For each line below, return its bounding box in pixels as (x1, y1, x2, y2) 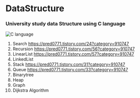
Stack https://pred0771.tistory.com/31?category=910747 (12, 61, 126, 67)
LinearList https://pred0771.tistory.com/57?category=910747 (12, 51, 135, 57)
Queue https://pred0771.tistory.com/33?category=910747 (12, 67, 128, 73)
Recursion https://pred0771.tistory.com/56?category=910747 (12, 46, 135, 52)
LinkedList (12, 57, 34, 62)
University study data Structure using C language (5, 20, 126, 27)
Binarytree (12, 72, 34, 78)
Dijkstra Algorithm (12, 87, 49, 93)
